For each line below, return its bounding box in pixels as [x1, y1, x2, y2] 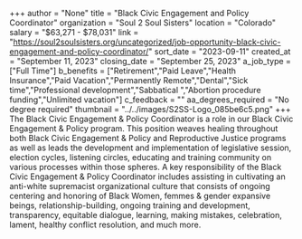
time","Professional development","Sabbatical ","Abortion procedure [9, 85, 261, 95]
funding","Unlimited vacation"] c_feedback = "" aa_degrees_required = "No [9, 94, 289, 105]
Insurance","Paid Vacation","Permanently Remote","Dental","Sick [9, 75, 249, 85]
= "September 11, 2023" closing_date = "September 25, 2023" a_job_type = [9, 56, 292, 66]
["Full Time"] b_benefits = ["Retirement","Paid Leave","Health [9, 65, 237, 76]
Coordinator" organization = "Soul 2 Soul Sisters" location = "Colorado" [9, 17, 276, 28]
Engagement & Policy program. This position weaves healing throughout [9, 123, 278, 134]
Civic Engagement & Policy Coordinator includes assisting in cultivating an [9, 171, 287, 182]
